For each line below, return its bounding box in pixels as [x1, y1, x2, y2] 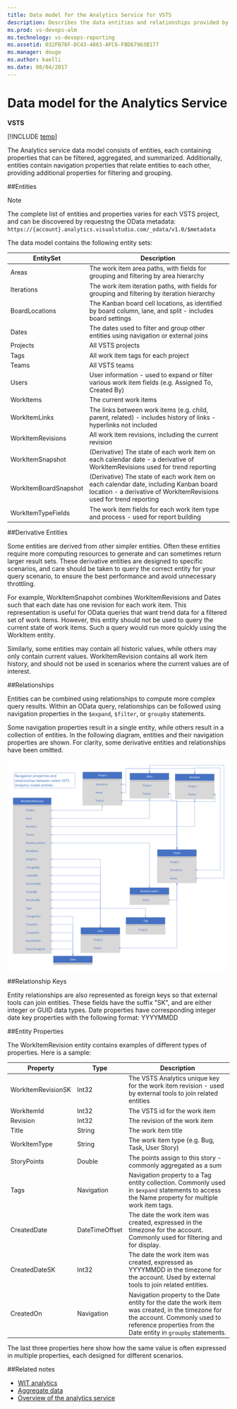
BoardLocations [10, 306, 56, 315]
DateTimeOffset [77, 1226, 123, 1234]
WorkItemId [10, 1106, 44, 1115]
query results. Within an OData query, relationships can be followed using [7, 702, 221, 711]
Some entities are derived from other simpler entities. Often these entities [7, 542, 221, 551]
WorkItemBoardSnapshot [10, 483, 83, 492]
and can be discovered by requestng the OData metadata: [7, 217, 176, 226]
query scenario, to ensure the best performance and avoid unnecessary [7, 572, 217, 580]
